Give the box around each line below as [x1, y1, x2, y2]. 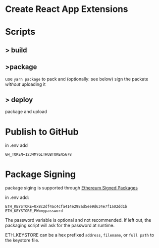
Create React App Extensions [5, 3, 128, 15]
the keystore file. [5, 237, 40, 244]
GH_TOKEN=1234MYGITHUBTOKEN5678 [5, 152, 72, 157]
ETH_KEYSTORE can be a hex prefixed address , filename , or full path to [5, 232, 155, 238]
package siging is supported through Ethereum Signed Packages [5, 185, 138, 191]
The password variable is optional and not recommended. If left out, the [5, 217, 152, 223]
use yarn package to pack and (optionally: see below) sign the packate [5, 76, 149, 82]
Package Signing [5, 169, 76, 180]
